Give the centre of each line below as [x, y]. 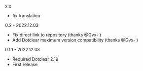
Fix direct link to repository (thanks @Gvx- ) [56, 35]
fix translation [26, 16]
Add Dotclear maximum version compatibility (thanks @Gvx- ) [75, 40]
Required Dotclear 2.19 [35, 59]
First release [25, 64]
